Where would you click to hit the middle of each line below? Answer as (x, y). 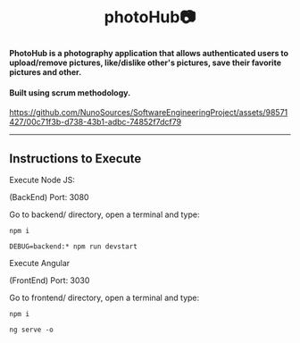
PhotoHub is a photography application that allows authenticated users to (149, 54)
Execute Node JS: (42, 180)
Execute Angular (40, 264)
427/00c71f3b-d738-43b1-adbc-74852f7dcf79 (96, 122)
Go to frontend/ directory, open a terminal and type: (104, 298)
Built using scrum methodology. (70, 92)
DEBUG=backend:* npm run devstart (74, 247)
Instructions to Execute (75, 159)
